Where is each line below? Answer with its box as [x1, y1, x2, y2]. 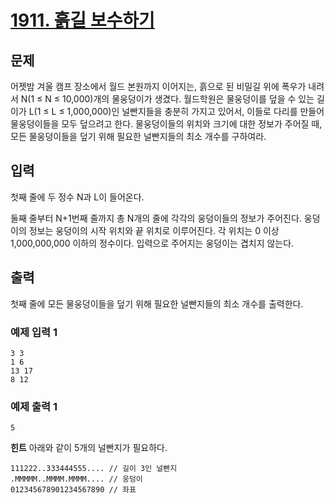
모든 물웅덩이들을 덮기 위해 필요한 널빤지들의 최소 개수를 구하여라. [10, 131, 267, 142]
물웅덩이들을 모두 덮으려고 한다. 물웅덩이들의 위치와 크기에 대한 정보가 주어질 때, [10, 118, 323, 130]
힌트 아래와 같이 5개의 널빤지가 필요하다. [10, 442, 168, 454]
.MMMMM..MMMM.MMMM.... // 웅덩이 [10, 474, 143, 485]
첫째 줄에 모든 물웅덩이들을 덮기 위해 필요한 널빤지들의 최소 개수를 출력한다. [10, 297, 304, 310]
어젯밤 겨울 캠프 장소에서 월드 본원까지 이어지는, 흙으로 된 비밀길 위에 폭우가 [10, 81, 307, 92]
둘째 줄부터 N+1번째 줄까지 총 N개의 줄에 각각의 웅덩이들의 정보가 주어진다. [10, 212, 302, 224]
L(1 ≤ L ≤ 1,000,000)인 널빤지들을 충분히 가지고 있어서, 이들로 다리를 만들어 [28, 106, 325, 117]
